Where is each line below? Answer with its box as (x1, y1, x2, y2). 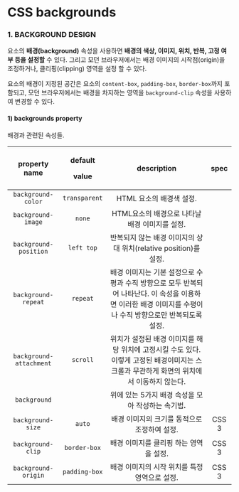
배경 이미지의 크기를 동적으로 (111, 414, 203, 424)
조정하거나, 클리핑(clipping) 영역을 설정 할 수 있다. (7, 65, 147, 73)
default (70, 155, 95, 165)
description (137, 163, 177, 173)
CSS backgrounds (7, 4, 117, 21)
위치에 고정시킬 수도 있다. (120, 344, 201, 354)
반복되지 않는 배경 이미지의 (110, 232, 195, 242)
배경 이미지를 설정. (127, 219, 186, 229)
